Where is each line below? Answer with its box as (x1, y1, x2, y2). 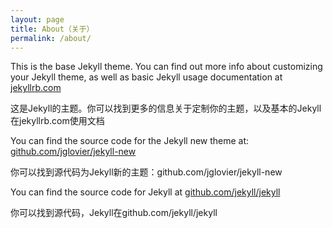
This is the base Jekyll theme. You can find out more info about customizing (10, 61, 323, 73)
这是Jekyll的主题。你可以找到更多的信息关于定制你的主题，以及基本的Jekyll (10, 102, 322, 115)
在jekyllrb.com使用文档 (10, 115, 105, 127)
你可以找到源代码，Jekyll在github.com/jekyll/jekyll (10, 207, 218, 219)
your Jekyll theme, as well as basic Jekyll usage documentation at (10, 71, 283, 83)
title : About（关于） (10, 24, 95, 34)
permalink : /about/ (10, 33, 92, 43)
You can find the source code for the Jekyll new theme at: (10, 135, 250, 147)
